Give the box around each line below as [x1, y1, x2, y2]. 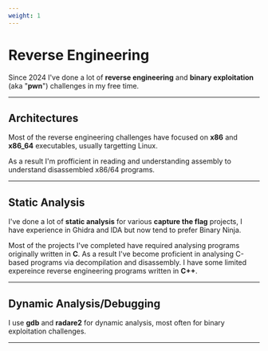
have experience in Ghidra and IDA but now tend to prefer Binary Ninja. [8, 225, 242, 235]
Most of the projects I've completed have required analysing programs [8, 241, 240, 250]
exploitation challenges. [8, 326, 86, 336]
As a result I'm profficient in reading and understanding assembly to [8, 156, 231, 166]
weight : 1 [8, 11, 41, 20]
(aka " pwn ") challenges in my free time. [8, 81, 140, 90]
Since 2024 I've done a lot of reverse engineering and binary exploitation [8, 73, 254, 82]
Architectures [8, 111, 79, 124]
